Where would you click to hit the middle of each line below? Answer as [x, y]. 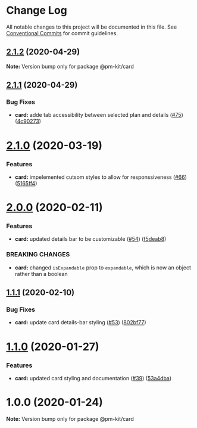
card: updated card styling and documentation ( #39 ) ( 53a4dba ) [93, 378]
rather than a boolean [41, 274]
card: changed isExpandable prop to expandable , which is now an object [103, 267]
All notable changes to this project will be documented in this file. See [92, 27]
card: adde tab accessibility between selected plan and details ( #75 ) [99, 115]
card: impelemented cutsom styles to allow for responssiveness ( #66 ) [101, 177]
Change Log [37, 10]
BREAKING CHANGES [38, 255]
